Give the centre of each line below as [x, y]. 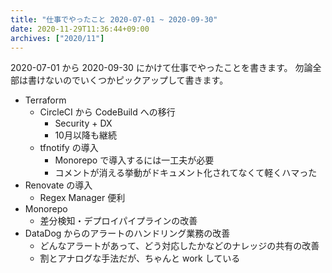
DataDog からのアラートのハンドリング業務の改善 [127, 233]
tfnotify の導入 [69, 148]
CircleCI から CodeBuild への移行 [107, 112]
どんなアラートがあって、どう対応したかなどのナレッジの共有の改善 [179, 246]
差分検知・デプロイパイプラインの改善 [118, 221]
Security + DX [83, 123]
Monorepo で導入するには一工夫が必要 [134, 160]
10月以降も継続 [85, 135]
